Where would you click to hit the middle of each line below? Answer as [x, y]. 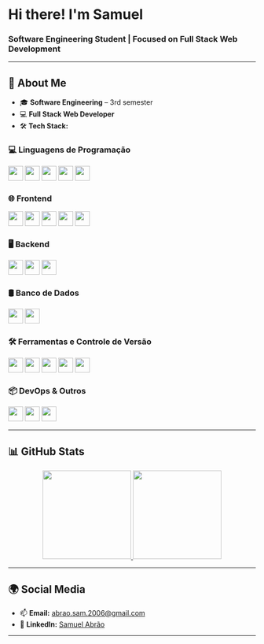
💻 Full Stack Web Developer [67, 114]
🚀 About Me [37, 83]
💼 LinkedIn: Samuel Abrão [62, 624]
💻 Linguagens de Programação [70, 150]
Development [35, 49]
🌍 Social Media [47, 589]
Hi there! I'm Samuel [76, 15]
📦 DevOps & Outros [47, 390]
